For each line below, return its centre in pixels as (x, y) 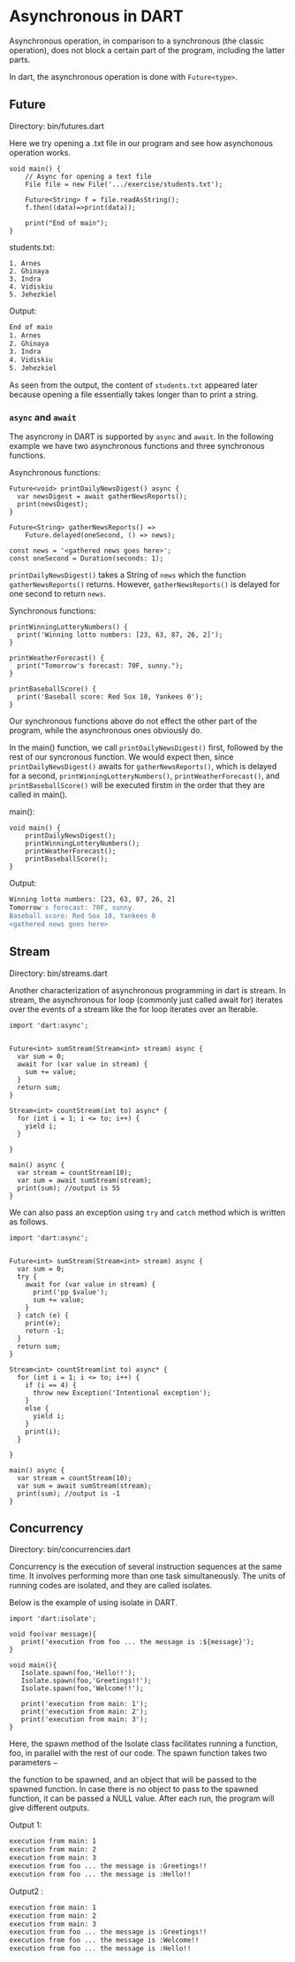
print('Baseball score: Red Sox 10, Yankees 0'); (110, 697)
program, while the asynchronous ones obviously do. (106, 730)
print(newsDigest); (53, 505)
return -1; (45, 1331)
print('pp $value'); (70, 1292)
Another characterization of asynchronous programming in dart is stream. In (147, 990)
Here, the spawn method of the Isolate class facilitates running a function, (144, 1744)
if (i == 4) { (51, 1385)
